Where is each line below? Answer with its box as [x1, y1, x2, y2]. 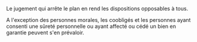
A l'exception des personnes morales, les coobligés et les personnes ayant [6, 17, 191, 23]
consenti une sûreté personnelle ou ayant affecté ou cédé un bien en [6, 23, 177, 30]
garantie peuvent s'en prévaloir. [6, 29, 84, 36]
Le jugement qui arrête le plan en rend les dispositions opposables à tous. [6, 5, 189, 12]
